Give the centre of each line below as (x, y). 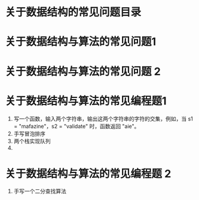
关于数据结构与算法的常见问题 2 (83, 71)
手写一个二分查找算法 (40, 191)
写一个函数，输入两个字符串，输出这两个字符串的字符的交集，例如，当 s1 (103, 119)
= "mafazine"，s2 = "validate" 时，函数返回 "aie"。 (76, 126)
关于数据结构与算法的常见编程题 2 (88, 173)
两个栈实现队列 (32, 141)
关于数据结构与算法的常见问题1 (81, 42)
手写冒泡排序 (29, 133)
